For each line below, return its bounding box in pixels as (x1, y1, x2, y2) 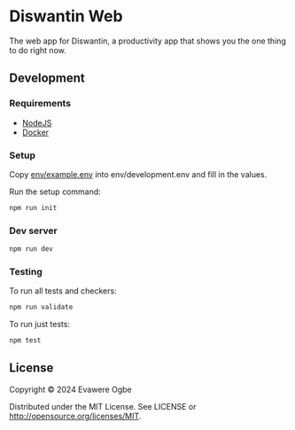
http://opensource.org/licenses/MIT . (9, 410, 142, 421)
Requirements (9, 98, 72, 110)
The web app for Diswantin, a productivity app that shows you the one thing (9, 35, 286, 46)
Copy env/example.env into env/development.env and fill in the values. (9, 168, 268, 179)
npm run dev (9, 245, 53, 254)
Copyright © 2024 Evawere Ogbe (9, 384, 132, 395)
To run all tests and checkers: (9, 285, 117, 296)
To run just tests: (9, 319, 71, 330)
